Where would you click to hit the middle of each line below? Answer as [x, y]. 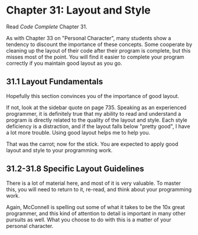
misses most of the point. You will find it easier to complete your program [95, 57]
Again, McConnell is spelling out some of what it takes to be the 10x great [95, 207]
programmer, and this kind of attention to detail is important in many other [96, 213]
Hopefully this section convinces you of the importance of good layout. [92, 96]
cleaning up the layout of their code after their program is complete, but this [98, 50]
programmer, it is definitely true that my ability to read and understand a [94, 113]
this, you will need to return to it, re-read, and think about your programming [99, 189]
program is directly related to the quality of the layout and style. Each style [97, 120]
